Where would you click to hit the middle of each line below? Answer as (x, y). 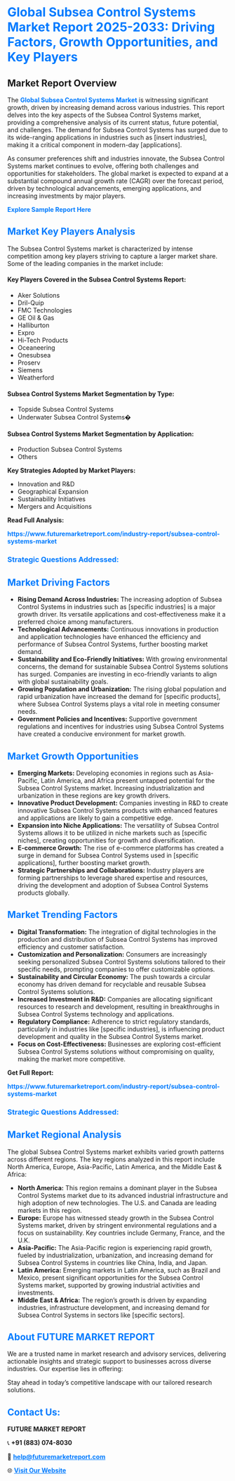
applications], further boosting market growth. (84, 862)
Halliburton (33, 325)
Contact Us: (34, 1412)
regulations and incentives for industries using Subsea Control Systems (121, 726)
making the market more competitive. (72, 1059)
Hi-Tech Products (43, 340)
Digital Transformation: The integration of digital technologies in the (116, 932)
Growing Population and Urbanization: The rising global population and (122, 689)
